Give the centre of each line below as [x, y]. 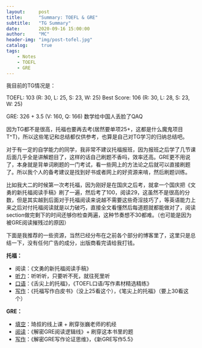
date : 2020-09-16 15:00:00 [48, 29]
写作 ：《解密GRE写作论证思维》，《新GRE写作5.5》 [75, 339]
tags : [13, 51]
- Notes [26, 57]
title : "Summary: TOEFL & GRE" [52, 17]
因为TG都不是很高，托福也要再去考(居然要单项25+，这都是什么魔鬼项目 [95, 129]
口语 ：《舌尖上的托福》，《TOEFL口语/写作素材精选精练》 [83, 284]
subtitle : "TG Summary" [38, 23]
